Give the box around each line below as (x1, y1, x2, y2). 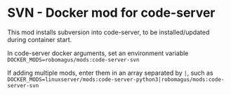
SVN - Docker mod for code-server (7, 5, 216, 21)
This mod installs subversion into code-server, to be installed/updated (7, 28, 210, 36)
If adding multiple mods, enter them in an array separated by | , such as (7, 68, 213, 77)
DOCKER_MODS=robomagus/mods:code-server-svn (7, 56, 140, 64)
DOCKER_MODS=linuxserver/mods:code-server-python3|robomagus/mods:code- (7, 75, 225, 83)
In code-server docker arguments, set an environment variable (7, 49, 189, 57)
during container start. (7, 35, 72, 43)
